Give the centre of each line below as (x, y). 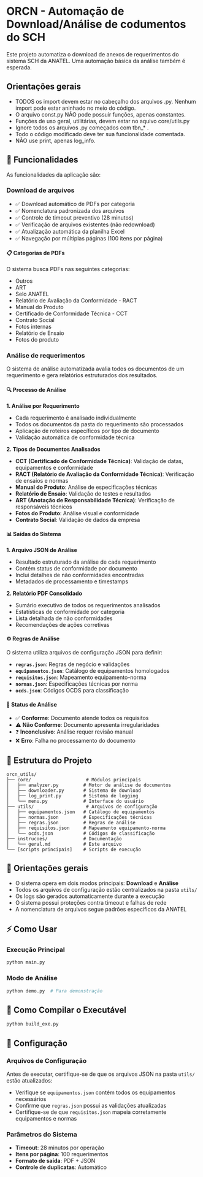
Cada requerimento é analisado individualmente (76, 418)
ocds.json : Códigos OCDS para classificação (72, 690)
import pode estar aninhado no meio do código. (75, 108)
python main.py (26, 962)
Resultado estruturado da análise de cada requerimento (86, 562)
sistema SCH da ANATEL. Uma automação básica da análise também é (96, 61)
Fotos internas (33, 327)
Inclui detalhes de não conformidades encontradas (79, 575)
